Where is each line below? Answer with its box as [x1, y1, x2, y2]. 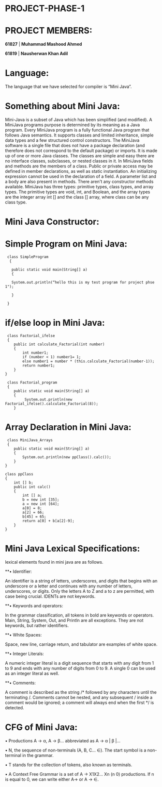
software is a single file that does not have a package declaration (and [5, 143, 145, 148]
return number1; [22, 363, 55, 368]
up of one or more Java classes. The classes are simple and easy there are [5, 153, 155, 158]
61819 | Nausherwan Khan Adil [5, 50, 68, 56]
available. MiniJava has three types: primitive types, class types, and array [5, 184, 154, 189]
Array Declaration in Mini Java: [5, 422, 132, 433]
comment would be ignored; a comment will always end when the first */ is [5, 700, 154, 705]
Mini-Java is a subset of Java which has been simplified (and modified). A [5, 117, 152, 122]
